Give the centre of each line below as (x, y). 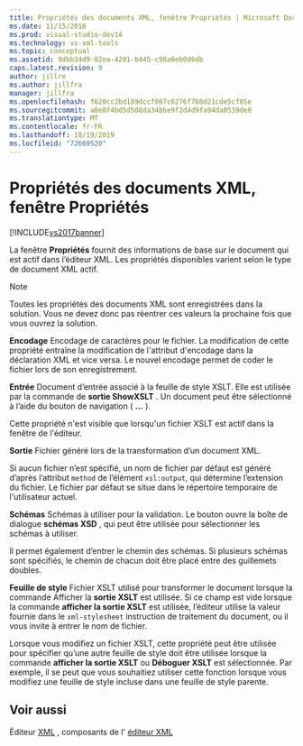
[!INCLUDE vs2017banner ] (57, 232)
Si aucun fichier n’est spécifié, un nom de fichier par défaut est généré (140, 468)
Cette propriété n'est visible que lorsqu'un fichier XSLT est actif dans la (142, 423)
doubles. (26, 570)
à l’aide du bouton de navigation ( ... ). (80, 406)
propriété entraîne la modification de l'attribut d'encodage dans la (132, 350)
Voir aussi (38, 710)
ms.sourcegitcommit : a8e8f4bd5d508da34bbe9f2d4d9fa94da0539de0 (131, 110)
